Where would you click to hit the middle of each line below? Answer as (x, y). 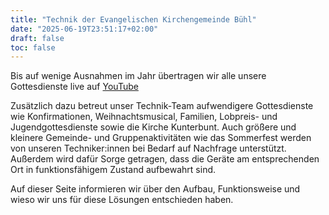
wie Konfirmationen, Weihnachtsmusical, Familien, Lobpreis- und (144, 117)
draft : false (37, 38)
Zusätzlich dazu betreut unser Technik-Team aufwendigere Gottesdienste (162, 106)
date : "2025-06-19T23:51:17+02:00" (84, 29)
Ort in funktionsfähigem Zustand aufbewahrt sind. (113, 170)
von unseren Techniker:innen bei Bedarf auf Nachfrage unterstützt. (148, 148)
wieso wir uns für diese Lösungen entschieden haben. (122, 200)
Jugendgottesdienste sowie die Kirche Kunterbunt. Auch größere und (153, 127)
